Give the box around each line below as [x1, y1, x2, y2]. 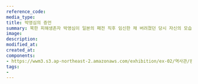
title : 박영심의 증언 [6, 20, 52, 25]
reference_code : [6, 8, 46, 15]
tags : [6, 63, 19, 70]
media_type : [6, 14, 35, 20]
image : [6, 31, 22, 37]
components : [6, 53, 35, 59]
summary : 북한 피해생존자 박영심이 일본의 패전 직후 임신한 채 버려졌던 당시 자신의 [6, 25, 181, 31]
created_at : [6, 47, 35, 53]
